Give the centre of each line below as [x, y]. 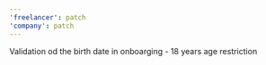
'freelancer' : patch [48, 17]
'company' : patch [42, 26]
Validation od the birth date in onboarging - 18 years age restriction [133, 51]
